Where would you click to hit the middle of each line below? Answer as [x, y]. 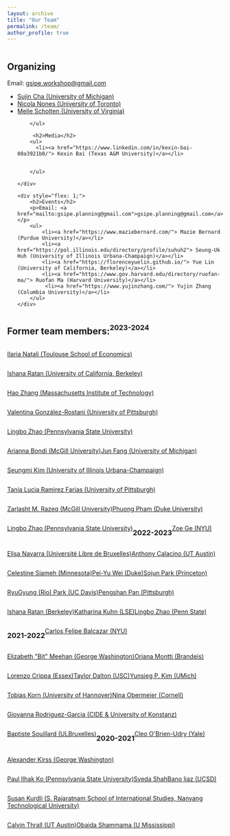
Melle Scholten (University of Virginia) [71, 111]
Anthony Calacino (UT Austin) [174, 554]
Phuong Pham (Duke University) [158, 508]
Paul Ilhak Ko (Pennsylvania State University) [70, 779]
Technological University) [43, 805]
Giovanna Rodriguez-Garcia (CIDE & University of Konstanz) [92, 715]
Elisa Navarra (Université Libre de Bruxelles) [69, 554]
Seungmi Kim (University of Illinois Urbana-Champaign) [86, 470]
